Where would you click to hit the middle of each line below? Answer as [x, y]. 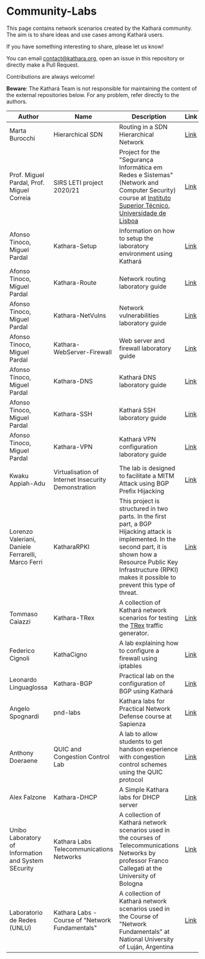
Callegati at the [141, 868]
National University [146, 939]
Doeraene [23, 760]
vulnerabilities [139, 315]
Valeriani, [23, 539]
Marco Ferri [26, 562]
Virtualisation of [76, 472]
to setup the [136, 238]
